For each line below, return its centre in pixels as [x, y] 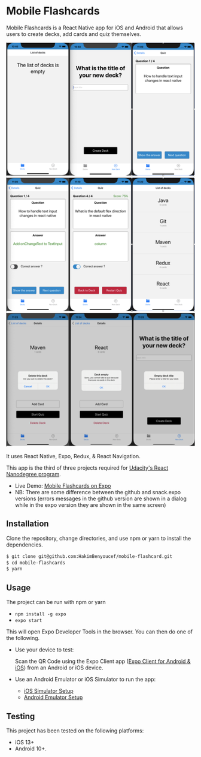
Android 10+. [31, 749]
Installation [28, 524]
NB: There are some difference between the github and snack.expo [98, 492]
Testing [21, 716]
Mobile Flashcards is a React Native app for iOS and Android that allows [95, 28]
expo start [28, 621]
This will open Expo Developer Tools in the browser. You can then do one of [100, 632]
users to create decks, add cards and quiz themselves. [74, 34]
